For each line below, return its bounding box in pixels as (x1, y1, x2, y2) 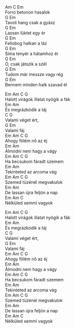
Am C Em (5, 4, 24, 10)
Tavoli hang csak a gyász (5, 19, 56, 25)
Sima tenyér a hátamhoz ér (5, 51, 59, 57)
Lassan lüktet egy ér (5, 30, 46, 36)
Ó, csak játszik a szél (5, 61, 47, 67)
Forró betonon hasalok (5, 9, 50, 15)
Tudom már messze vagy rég (5, 72, 63, 77)
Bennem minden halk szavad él (5, 82, 67, 87)
